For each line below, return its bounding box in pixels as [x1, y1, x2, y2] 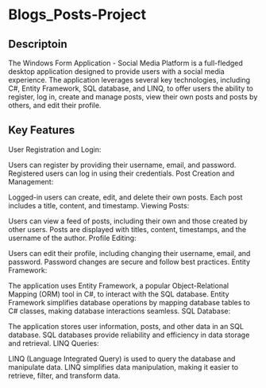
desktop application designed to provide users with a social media [8, 67, 225, 76]
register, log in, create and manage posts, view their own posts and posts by [8, 92, 258, 101]
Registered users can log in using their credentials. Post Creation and [8, 169, 235, 178]
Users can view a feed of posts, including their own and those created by [8, 216, 248, 226]
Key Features [8, 123, 75, 137]
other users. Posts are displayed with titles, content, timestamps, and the [8, 224, 247, 234]
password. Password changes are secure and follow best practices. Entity [8, 257, 251, 266]
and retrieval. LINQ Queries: [8, 338, 99, 347]
